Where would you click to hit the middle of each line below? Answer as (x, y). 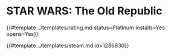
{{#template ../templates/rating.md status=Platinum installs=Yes (85, 27)
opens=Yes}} (22, 33)
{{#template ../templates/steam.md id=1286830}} (68, 45)
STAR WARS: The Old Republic (84, 11)
